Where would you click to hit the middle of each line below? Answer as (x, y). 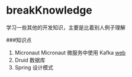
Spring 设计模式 (34, 67)
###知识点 (19, 40)
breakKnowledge (49, 10)
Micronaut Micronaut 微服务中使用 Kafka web (70, 52)
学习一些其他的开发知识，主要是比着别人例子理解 (66, 27)
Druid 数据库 (30, 60)
